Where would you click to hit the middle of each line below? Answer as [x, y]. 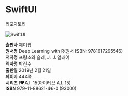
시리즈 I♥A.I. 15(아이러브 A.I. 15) [38, 83]
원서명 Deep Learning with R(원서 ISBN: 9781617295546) [64, 51]
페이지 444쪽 [19, 76]
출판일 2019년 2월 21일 [28, 70]
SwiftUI [21, 9]
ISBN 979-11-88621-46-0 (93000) [41, 88]
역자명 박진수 [18, 63]
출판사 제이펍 [18, 45]
